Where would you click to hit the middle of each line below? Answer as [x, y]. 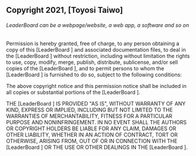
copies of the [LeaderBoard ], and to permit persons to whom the [85, 68]
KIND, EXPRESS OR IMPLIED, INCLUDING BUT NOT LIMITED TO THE [89, 110]
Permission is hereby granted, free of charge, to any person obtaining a [93, 43]
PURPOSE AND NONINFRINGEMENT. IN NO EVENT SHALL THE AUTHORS [97, 122]
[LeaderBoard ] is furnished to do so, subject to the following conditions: [94, 74]
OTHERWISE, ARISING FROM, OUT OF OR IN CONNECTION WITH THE [92, 141]
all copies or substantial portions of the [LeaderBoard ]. [73, 92]
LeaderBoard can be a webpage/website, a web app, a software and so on [98, 25]
